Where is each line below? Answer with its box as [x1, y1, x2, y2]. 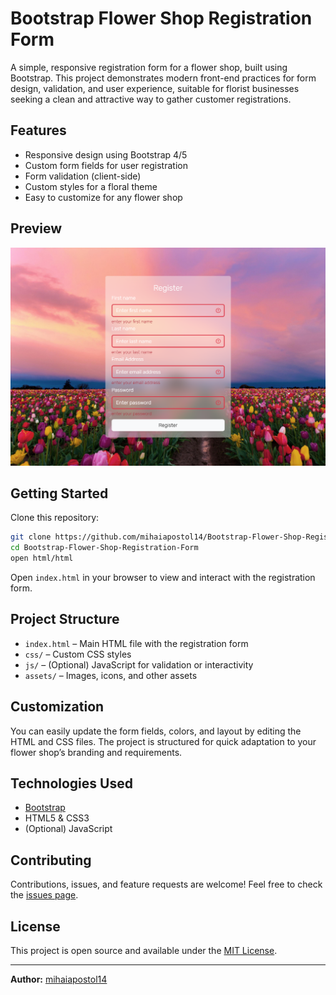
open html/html [10, 553, 74, 564]
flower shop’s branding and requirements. [10, 746, 183, 758]
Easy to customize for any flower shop [24, 191, 183, 203]
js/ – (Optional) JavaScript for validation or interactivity [24, 658, 254, 671]
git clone [10, 532, 52, 542]
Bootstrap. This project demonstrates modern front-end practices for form [10, 72, 317, 84]
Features [10, 122, 67, 139]
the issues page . [10, 889, 79, 901]
